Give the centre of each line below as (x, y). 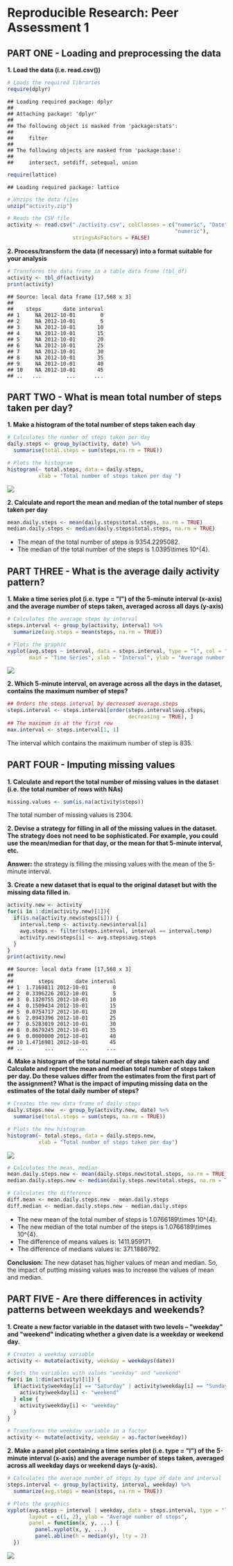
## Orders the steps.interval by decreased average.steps (93, 704)
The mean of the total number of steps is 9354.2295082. (98, 542)
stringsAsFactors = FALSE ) (111, 238)
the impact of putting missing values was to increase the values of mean (111, 1270)
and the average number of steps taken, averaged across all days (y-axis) (115, 606)
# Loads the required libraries (54, 83)
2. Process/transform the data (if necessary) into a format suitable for (110, 251)
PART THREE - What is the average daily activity (113, 571)
